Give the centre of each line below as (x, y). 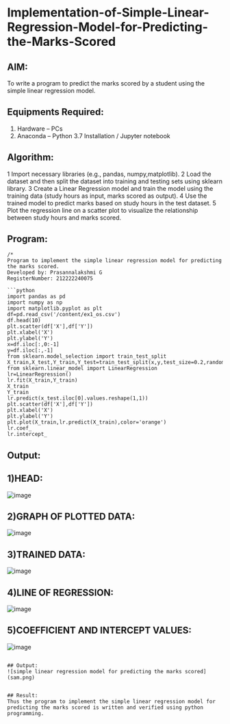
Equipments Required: (55, 112)
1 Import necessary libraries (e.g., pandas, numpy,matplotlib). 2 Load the (109, 174)
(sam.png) (21, 677)
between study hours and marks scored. (64, 218)
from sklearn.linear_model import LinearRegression (82, 369)
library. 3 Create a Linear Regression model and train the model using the (110, 188)
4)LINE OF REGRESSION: (61, 592)
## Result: (23, 695)
